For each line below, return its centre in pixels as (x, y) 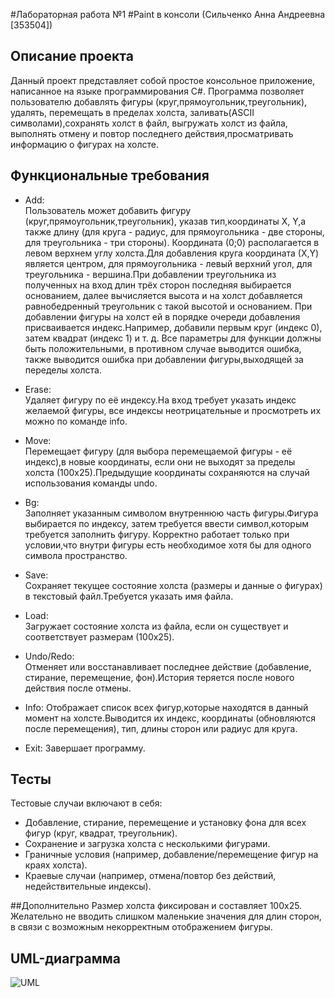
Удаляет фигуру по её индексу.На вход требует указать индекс (160, 400)
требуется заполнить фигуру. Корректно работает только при (157, 534)
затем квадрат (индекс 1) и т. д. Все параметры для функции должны (173, 338)
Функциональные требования (110, 175)
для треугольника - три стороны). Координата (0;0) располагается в (172, 242)
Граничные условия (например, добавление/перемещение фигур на (171, 855)
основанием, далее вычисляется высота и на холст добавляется (163, 295)
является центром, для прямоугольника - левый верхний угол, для (168, 263)
